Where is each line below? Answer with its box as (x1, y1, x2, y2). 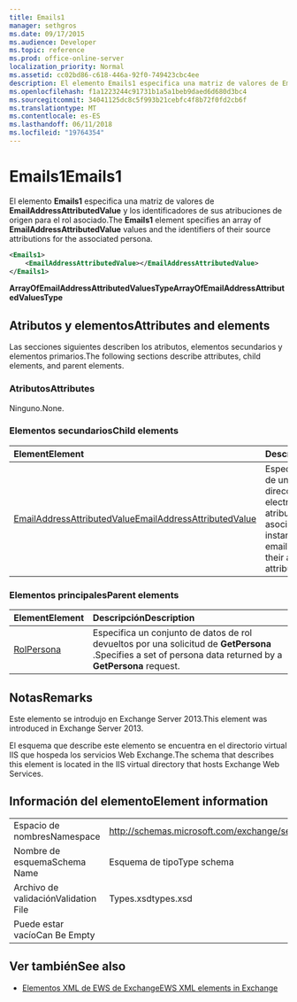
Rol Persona (13, 643, 62, 656)
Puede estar (13, 918, 65, 930)
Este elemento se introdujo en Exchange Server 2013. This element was (9, 713, 268, 724)
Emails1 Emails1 (9, 167, 122, 187)
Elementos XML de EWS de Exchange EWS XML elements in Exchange (21, 983, 278, 993)
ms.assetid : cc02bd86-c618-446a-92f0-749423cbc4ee (9, 71, 200, 80)
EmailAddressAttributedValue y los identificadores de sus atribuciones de (9, 205, 283, 215)
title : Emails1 (9, 12, 65, 22)
